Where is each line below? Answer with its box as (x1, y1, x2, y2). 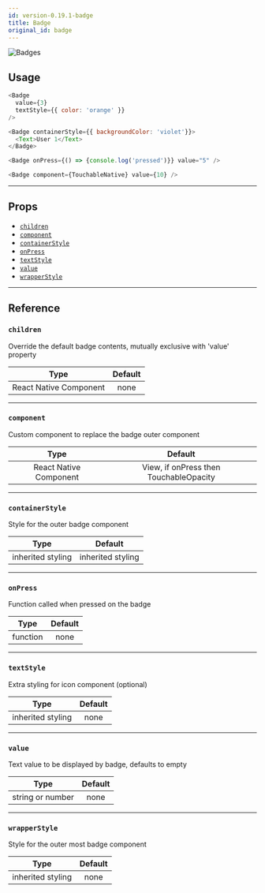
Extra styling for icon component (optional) (8, 679, 147, 689)
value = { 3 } (15, 99, 47, 107)
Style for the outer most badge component (8, 839, 147, 849)
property (8, 349, 37, 359)
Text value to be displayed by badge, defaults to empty (8, 760, 188, 769)
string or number (12, 792, 75, 803)
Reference (8, 301, 61, 316)
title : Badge (8, 19, 51, 27)
